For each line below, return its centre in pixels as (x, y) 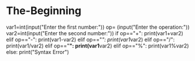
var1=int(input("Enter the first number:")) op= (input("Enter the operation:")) (98, 27)
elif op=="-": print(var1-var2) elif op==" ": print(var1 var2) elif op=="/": (90, 39)
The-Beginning (44, 11)
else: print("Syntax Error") (38, 52)
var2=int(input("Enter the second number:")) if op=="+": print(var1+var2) (95, 33)
